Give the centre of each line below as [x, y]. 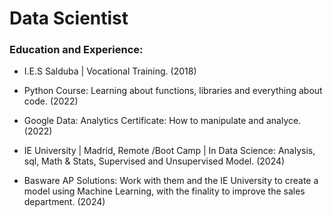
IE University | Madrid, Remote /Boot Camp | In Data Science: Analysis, [169, 151]
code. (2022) [51, 101]
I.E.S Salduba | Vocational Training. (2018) [110, 71]
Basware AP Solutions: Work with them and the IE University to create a [171, 181]
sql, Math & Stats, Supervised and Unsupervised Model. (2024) [154, 161]
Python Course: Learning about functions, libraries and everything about [173, 91]
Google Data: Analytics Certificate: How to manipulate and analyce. [162, 121]
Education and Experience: [76, 50]
